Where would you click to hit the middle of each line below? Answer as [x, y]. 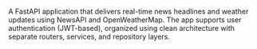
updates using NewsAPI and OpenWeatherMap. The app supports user [125, 20]
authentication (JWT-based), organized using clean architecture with [122, 28]
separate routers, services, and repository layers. [89, 36]
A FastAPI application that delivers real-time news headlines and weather [128, 11]
